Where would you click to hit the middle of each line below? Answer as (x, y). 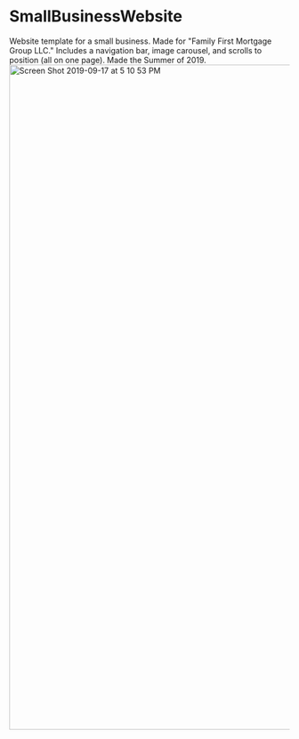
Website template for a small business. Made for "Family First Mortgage (141, 41)
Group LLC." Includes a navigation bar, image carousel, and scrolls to (136, 50)
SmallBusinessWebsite (96, 16)
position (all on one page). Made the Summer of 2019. (108, 60)
